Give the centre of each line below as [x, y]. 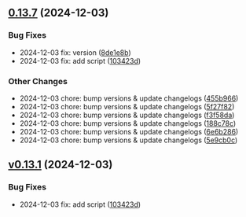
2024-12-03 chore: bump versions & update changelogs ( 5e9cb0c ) [129, 140]
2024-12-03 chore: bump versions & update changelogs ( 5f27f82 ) [127, 106]
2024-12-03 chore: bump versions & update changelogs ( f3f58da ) [127, 115]
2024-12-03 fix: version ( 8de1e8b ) [75, 52]
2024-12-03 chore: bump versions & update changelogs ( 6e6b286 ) [129, 131]
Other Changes [38, 81]
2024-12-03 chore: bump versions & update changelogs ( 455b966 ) [129, 98]
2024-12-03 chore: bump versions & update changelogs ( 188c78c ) [128, 123]
